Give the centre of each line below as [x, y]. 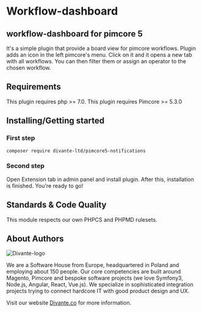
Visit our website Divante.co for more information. [69, 303]
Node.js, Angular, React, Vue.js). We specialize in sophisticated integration [100, 285]
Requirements [34, 87]
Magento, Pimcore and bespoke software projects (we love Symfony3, [95, 278]
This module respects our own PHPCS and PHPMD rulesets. [82, 219]
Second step [25, 166]
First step [21, 138]
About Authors [35, 239]
